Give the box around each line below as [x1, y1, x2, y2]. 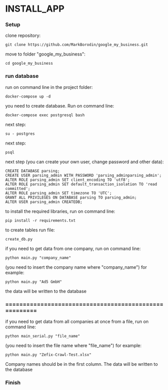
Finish [5, 379, 21, 386]
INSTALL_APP [5, 3, 65, 15]
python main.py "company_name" [5, 255, 71, 260]
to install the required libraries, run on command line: [5, 208, 115, 214]
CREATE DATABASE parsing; [5, 168, 60, 173]
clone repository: [5, 32, 41, 38]
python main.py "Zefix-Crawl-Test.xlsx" [5, 352, 92, 358]
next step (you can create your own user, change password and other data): [5, 159, 164, 165]
